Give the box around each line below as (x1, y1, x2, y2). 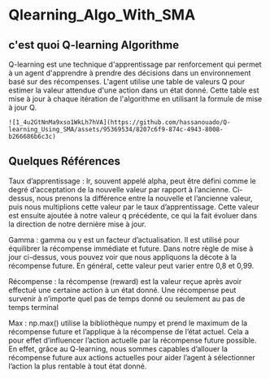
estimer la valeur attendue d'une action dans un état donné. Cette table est (8, 85, 259, 95)
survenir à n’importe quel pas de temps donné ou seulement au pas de (8, 294, 246, 304)
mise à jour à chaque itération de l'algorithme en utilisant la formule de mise (8, 94, 263, 103)
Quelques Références (8, 154, 120, 168)
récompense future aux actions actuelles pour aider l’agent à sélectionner (8, 352, 256, 362)
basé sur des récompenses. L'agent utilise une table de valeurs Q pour (8, 77, 246, 86)
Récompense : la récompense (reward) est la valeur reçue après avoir (8, 276, 242, 286)
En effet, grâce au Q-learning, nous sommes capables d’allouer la (8, 343, 228, 354)
